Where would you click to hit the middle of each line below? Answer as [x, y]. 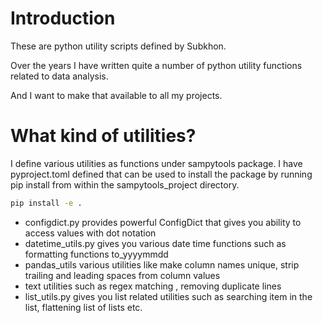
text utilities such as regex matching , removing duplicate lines [153, 286]
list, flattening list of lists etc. [83, 307]
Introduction [63, 18]
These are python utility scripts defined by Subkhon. [118, 46]
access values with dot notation [90, 233]
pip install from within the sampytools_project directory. [125, 184]
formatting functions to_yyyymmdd [96, 254]
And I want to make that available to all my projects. [116, 95]
